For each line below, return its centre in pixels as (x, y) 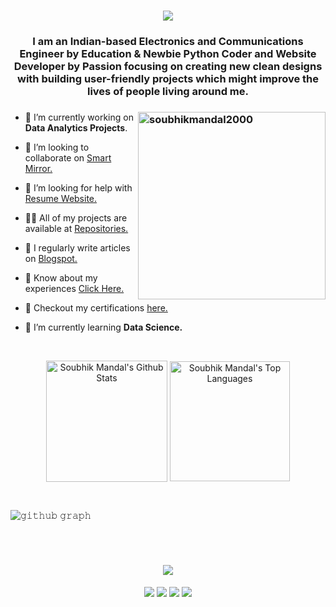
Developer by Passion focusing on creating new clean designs (168, 67)
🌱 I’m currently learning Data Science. (103, 327)
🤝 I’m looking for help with (78, 188)
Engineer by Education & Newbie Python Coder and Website (168, 54)
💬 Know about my (61, 278)
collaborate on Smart (68, 158)
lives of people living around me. (168, 92)
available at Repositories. (76, 229)
